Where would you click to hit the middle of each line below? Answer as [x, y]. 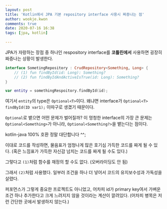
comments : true [21, 24]
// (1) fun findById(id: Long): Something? [60, 73]
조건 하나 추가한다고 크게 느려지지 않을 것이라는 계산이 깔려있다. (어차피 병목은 [81, 196]
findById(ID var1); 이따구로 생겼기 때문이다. [50, 107]
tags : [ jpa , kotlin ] [27, 33]
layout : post [19, 10]
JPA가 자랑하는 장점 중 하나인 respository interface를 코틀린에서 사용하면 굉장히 [84, 52]
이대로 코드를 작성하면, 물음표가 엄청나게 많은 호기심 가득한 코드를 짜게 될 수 [79, 145]
